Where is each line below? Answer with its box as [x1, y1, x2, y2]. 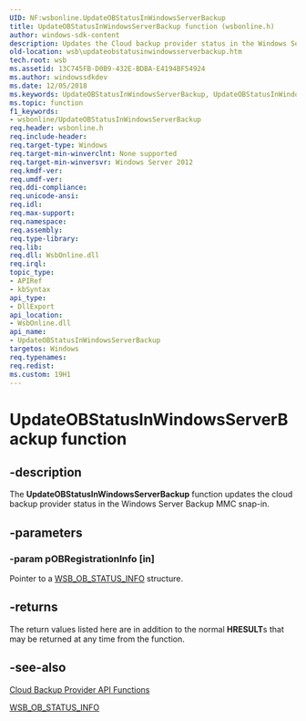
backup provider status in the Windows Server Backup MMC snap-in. [9, 498, 270, 509]
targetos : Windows [9, 344, 79, 353]
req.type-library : [9, 234, 79, 243]
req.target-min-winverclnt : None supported [9, 149, 178, 158]
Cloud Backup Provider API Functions [9, 684, 150, 695]
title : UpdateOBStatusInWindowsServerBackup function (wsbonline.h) [9, 22, 275, 31]
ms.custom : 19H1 [9, 370, 71, 379]
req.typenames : [9, 352, 67, 361]
